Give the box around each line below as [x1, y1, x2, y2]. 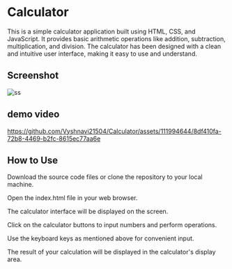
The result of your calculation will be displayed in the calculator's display [7, 248, 216, 256]
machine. [7, 180, 34, 189]
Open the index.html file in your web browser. [7, 194, 138, 202]
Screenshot [7, 70, 59, 82]
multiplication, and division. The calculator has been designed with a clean [7, 42, 222, 50]
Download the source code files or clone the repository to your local [7, 173, 203, 181]
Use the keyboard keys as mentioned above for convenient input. [7, 234, 194, 243]
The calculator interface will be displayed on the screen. [7, 207, 169, 216]
